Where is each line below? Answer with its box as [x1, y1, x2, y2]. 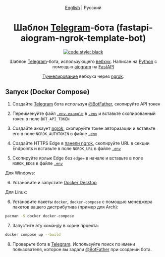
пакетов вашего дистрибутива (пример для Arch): [12, 204, 119, 210]
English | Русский [65, 5, 102, 10]
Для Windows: [5, 170, 36, 176]
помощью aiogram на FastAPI [52, 63, 114, 69]
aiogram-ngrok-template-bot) [20, 33, 146, 44]
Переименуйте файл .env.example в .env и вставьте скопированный [12, 110, 156, 116]
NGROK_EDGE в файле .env [12, 160, 63, 166]
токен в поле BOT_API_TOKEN [12, 115, 70, 121]
